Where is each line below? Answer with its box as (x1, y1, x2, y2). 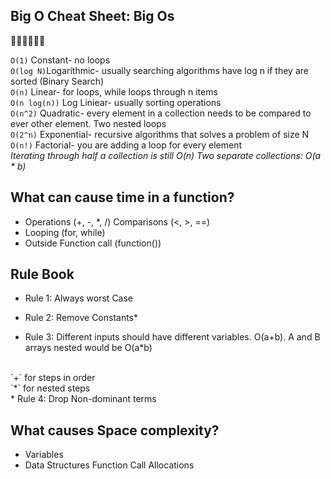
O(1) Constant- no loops (10, 54, 111, 66)
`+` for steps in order (10, 372, 96, 384)
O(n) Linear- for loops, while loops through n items (10, 85, 218, 98)
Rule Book (10, 266, 75, 283)
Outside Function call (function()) (24, 237, 162, 249)
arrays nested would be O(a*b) (24, 342, 153, 354)
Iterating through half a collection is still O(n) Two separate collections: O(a (10, 149, 322, 161)
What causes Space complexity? (10, 422, 220, 439)
